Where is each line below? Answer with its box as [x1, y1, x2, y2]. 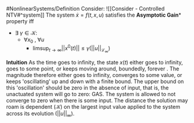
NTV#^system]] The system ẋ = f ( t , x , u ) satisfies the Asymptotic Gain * [6, 11, 182, 19]
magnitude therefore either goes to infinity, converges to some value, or [6, 71, 183, 78]
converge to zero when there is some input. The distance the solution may [6, 97, 189, 104]
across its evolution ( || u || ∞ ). [6, 110, 75, 118]
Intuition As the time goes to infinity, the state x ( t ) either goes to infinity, [6, 59, 183, 66]
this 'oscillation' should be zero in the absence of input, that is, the [6, 84, 169, 91]
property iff [6, 18, 35, 24]
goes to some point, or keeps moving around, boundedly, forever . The [6, 65, 180, 72]
